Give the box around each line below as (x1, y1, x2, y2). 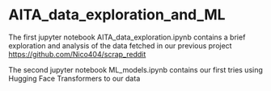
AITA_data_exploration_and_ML (8, 6, 226, 24)
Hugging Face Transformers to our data (8, 73, 141, 83)
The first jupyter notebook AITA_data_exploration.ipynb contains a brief (8, 32, 246, 42)
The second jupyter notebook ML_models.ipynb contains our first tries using (8, 64, 263, 74)
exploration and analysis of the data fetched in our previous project (8, 40, 232, 50)
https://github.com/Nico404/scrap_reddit (8, 49, 146, 59)
